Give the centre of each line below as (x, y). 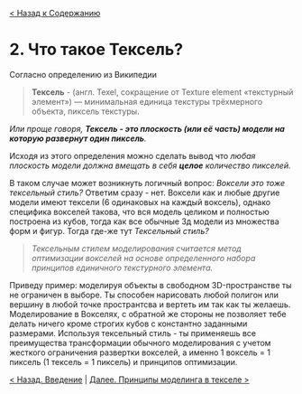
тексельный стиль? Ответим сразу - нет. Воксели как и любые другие (145, 192)
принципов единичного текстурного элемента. (122, 267)
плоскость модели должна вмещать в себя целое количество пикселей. (150, 165)
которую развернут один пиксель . (78, 138)
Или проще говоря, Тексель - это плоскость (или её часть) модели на (147, 128)
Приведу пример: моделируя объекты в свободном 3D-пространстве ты (151, 285)
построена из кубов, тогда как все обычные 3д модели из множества (144, 221)
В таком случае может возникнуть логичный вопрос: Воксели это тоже (147, 183)
